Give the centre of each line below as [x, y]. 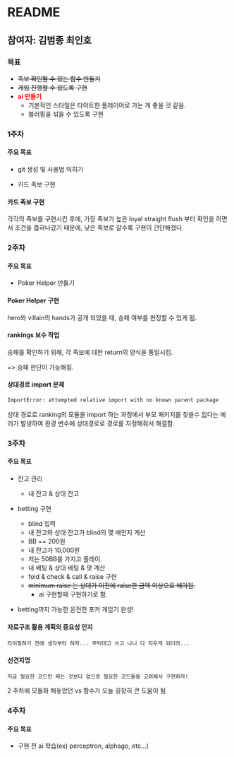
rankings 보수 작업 [33, 335]
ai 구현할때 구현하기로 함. [73, 594]
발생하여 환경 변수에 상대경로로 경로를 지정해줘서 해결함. [97, 423]
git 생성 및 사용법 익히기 [50, 169]
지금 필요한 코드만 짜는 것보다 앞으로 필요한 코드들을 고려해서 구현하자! [98, 677]
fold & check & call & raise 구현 [73, 576]
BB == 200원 [47, 541]
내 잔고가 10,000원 [54, 550]
